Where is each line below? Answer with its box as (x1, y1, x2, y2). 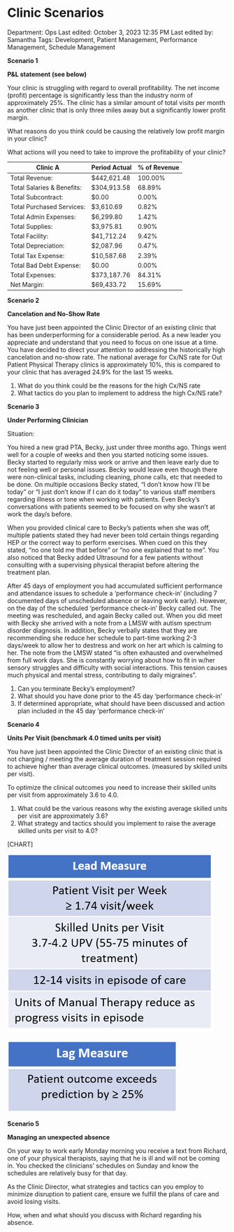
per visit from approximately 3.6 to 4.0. (7, 791, 119, 799)
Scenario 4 (7, 720, 40, 728)
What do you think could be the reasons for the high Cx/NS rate (17, 381, 201, 390)
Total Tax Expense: (10, 251, 65, 260)
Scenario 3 (7, 402, 40, 411)
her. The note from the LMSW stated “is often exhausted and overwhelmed (7, 649, 223, 657)
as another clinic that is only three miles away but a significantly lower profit (7, 106, 226, 114)
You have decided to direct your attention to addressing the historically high (7, 345, 226, 354)
